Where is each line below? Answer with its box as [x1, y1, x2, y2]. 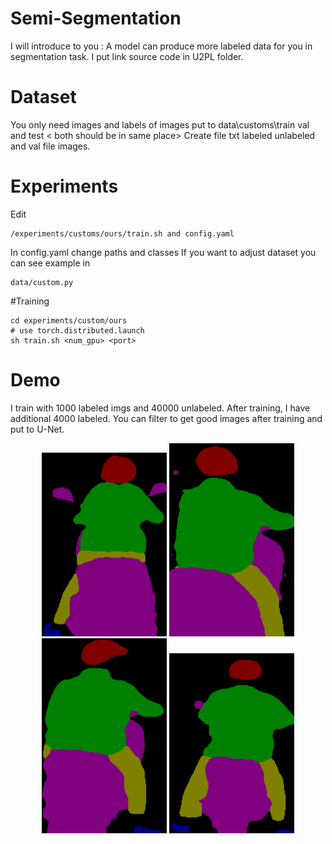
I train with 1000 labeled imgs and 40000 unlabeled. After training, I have [10, 402, 311, 414]
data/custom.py [10, 277, 74, 287]
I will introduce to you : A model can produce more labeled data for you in [10, 40, 313, 52]
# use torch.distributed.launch [10, 325, 145, 336]
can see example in [10, 257, 91, 269]
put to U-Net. [10, 423, 65, 435]
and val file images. [10, 140, 91, 152]
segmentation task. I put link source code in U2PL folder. [10, 50, 244, 62]
